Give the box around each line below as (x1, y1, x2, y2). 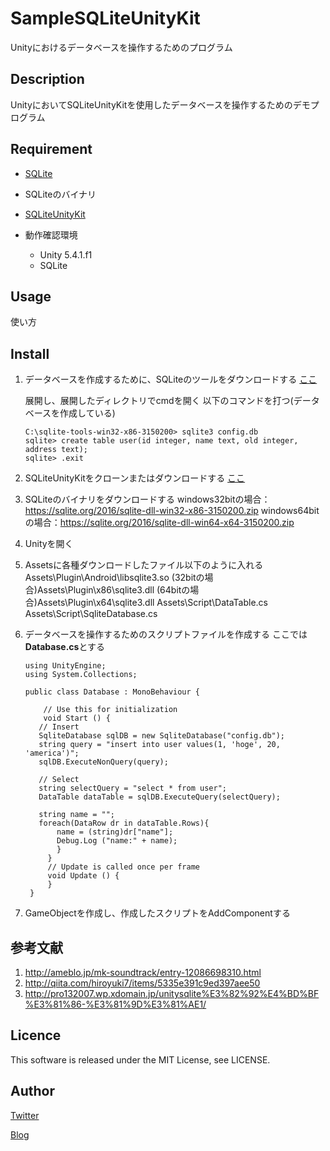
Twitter (10, 1109, 40, 1121)
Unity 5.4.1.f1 (39, 248, 93, 261)
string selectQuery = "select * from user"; (38, 783, 227, 794)
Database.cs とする (24, 641, 105, 653)
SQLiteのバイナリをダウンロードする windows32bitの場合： (24, 493, 271, 506)
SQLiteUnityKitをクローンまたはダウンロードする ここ (24, 472, 246, 484)
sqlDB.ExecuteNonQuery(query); (38, 757, 169, 767)
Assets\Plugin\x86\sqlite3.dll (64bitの (36, 584, 191, 596)
